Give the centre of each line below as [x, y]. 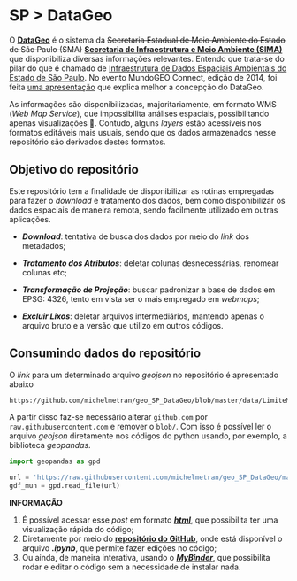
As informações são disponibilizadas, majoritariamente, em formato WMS [143, 104]
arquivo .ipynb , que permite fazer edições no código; [119, 548]
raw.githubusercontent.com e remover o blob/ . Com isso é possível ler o [141, 427]
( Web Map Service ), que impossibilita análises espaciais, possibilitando [139, 113]
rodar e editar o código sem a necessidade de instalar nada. [131, 567]
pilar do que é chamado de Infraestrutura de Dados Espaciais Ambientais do [148, 68]
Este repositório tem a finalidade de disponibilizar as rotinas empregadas [142, 190]
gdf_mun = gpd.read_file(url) [65, 486]
